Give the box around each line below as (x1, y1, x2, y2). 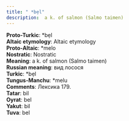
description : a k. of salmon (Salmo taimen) (6, 15, 124, 21)
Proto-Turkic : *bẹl (6, 31, 53, 38)
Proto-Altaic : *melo (6, 44, 56, 52)
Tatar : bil (6, 89, 29, 97)
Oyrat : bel (6, 95, 32, 103)
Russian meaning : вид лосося (6, 63, 84, 71)
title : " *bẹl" (6, 9, 45, 15)
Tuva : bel (6, 109, 30, 116)
